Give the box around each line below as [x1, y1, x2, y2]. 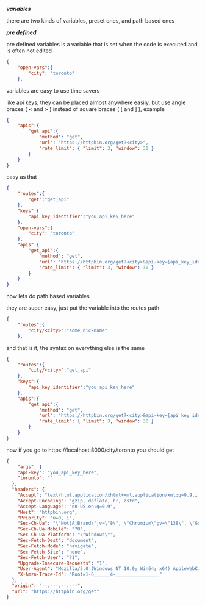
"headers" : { [12, 487, 45, 493]
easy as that [6, 173, 37, 180]
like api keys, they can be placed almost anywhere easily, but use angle [6, 99, 186, 106]
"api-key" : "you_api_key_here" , [17, 469, 99, 476]
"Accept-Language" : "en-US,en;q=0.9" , [17, 503, 116, 510]
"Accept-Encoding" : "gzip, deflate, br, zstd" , [17, 497, 140, 504]
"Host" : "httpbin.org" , [17, 509, 78, 515]
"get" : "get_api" [28, 196, 70, 203]
